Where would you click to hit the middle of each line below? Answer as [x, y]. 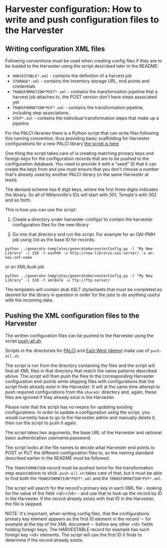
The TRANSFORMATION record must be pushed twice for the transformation [79, 468]
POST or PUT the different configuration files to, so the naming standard [79, 453]
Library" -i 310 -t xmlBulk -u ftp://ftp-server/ [58, 280]
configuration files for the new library [50, 225]
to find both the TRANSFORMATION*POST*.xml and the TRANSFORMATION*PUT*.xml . [83, 478]
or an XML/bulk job [25, 267]
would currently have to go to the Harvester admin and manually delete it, [81, 417]
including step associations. [41, 113]
